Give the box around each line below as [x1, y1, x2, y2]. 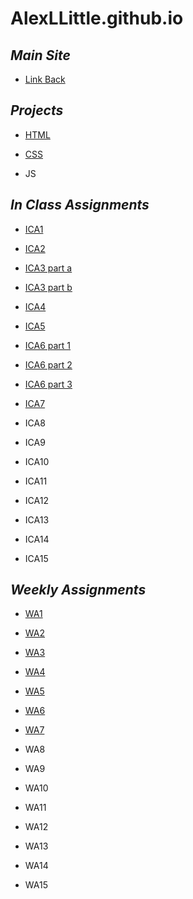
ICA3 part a [24, 262, 73, 274]
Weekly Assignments [10, 582, 147, 599]
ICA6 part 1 [24, 339, 72, 351]
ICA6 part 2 [24, 358, 73, 371]
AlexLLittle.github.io [10, 7, 184, 30]
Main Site [10, 47, 71, 64]
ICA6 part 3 [24, 378, 73, 390]
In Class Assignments [10, 197, 150, 214]
